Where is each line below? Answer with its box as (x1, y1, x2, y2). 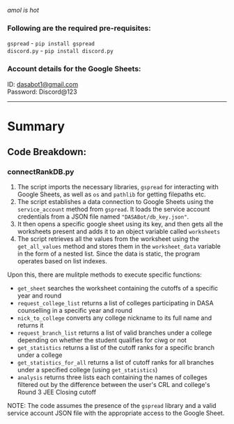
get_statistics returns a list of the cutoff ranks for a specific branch (17, 344, 214, 352)
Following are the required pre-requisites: (7, 23, 151, 33)
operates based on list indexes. (17, 257, 107, 265)
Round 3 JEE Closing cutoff (17, 388, 96, 397)
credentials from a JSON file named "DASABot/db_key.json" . (17, 212, 189, 221)
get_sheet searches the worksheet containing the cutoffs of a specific (17, 284, 219, 293)
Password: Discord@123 (7, 87, 78, 96)
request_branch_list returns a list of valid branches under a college (17, 328, 212, 337)
